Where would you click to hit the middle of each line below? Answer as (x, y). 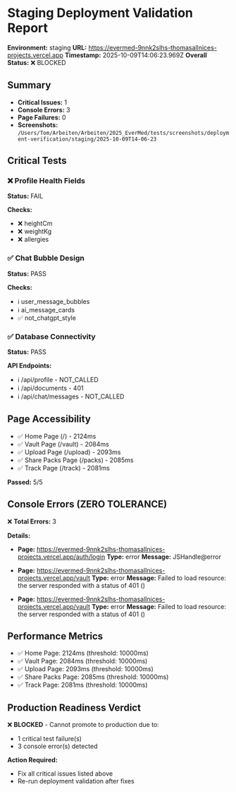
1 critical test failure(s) (50, 739)
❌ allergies (33, 240)
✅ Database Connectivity (52, 336)
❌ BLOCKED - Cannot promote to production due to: (83, 725)
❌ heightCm (35, 223)
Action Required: (32, 760)
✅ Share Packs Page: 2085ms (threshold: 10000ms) (93, 677)
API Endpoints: (30, 366)
